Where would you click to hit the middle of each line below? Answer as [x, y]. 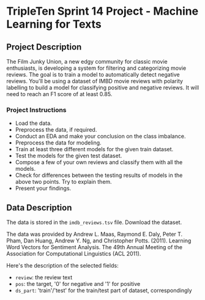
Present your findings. [43, 189]
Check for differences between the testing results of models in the [99, 175]
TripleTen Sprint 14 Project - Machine [102, 11]
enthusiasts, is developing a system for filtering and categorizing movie [96, 68]
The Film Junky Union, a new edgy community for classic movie [87, 62]
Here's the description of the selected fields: [62, 266]
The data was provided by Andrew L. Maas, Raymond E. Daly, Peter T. [95, 234]
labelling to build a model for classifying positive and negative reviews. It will [103, 88]
